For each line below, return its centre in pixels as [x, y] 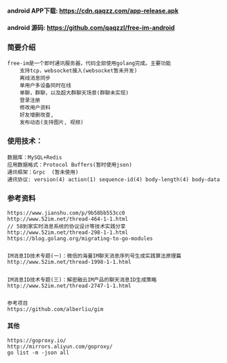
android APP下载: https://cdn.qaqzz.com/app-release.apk [93, 10]
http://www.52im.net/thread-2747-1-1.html [69, 286]
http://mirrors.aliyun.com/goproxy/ [60, 347]
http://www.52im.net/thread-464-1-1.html [68, 219]
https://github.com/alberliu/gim [55, 310]
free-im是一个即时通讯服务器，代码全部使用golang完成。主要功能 [89, 64]
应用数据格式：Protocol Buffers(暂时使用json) [70, 164]
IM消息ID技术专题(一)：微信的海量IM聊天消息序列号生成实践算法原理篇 [94, 256]
